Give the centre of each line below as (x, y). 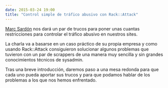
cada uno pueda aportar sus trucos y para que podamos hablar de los (78, 74)
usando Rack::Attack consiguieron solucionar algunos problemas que (77, 49)
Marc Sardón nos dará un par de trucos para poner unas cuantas (72, 28)
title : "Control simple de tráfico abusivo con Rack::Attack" (72, 14)
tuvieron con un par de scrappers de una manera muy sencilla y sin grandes (84, 54)
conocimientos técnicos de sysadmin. (45, 59)
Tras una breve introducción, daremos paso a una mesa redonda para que (82, 69)
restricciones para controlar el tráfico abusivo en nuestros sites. (71, 34)
